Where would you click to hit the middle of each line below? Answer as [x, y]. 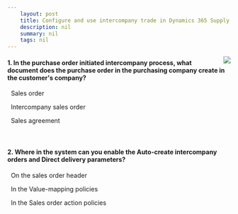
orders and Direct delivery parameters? [67, 159]
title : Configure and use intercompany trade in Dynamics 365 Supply [125, 20]
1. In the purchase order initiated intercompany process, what [100, 63]
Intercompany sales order [48, 107]
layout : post [39, 14]
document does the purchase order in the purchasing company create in [116, 70]
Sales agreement [35, 121]
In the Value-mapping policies [54, 189]
